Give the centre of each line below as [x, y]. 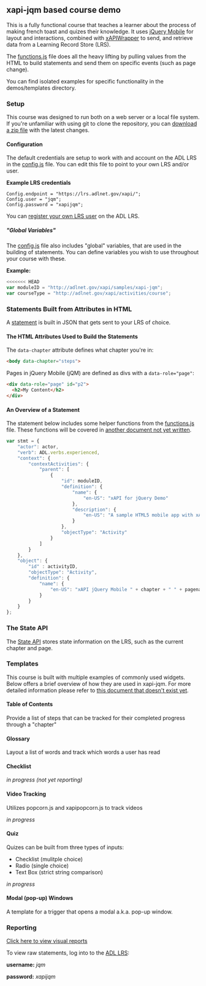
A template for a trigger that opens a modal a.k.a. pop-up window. [90, 912]
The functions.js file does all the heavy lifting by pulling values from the [96, 56]
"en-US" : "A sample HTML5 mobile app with [138, 515]
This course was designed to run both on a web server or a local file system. [103, 117]
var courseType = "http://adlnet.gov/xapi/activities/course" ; [89, 293]
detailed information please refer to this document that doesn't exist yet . [97, 690]
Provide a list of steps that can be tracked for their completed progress [96, 718]
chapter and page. [30, 648]
